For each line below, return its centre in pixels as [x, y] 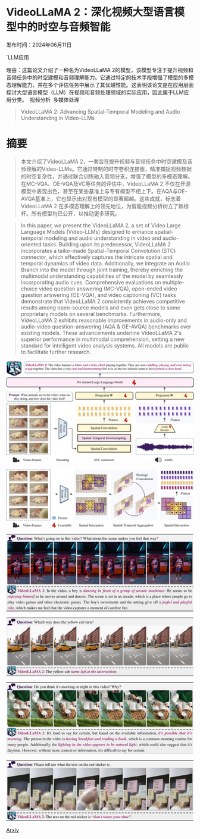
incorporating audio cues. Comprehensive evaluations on [91, 282]
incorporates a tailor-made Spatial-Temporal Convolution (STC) [98, 251]
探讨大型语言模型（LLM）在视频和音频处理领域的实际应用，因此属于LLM [95, 92]
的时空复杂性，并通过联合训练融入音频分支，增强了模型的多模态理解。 [107, 176]
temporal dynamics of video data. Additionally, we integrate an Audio [105, 263]
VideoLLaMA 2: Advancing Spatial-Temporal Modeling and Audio [100, 111]
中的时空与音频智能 [64, 27]
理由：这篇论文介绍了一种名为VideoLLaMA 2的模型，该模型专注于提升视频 [97, 70]
